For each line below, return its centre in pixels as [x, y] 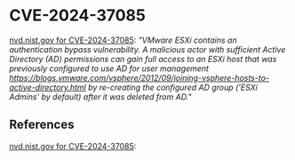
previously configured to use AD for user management [109, 68]
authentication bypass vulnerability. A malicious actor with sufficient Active [147, 49]
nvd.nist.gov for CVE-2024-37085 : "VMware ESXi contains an [123, 40]
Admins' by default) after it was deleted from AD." [101, 96]
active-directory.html [48, 87]
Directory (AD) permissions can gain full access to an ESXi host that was [143, 59]
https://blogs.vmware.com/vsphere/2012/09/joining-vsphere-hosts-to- [139, 77]
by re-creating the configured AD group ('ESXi [172, 87]
